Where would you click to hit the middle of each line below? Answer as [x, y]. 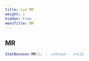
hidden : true [18, 19]
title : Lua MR [20, 10]
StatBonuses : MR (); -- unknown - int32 [44, 54]
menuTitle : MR [20, 23]
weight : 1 [15, 14]
